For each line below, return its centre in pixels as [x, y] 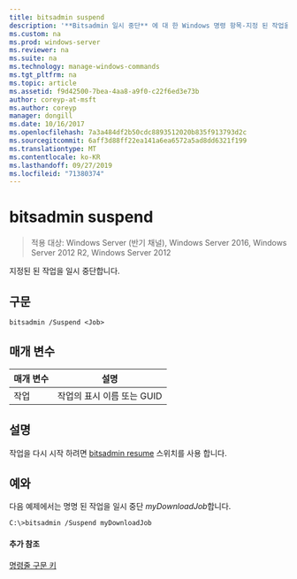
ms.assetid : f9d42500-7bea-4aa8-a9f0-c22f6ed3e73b [104, 91]
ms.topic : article [43, 83]
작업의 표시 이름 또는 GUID [110, 396]
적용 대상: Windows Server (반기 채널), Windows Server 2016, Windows [159, 243]
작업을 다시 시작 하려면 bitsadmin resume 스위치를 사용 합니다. [118, 453]
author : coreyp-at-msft [53, 99]
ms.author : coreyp [43, 108]
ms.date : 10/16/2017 [47, 125]
